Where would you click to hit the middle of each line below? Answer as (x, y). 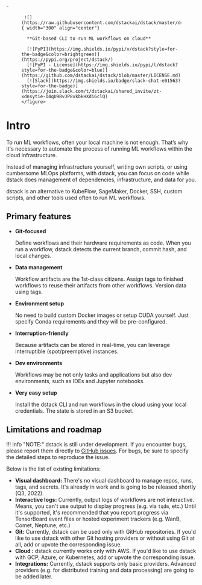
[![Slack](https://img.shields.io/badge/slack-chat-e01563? (104, 81)
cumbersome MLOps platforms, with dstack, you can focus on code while (98, 173)
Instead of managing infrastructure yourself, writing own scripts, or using (97, 167)
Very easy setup (36, 393)
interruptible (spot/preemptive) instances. (67, 351)
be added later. (34, 576)
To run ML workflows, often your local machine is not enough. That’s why (97, 142)
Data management (39, 267)
